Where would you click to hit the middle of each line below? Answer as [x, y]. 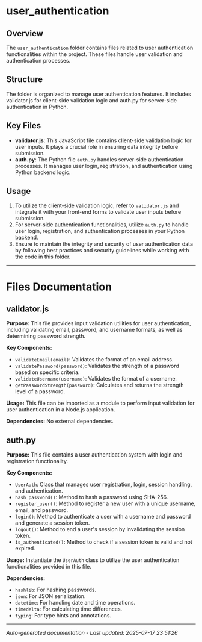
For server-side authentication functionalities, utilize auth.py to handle [102, 225]
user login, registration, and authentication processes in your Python [100, 231]
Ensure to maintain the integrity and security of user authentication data [104, 244]
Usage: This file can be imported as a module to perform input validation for [100, 403]
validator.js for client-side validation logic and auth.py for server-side [92, 100]
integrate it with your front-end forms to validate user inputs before [98, 212]
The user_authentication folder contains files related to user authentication [100, 48]
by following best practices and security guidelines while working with [102, 251]
